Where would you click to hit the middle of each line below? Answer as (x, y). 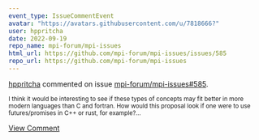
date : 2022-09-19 (38, 38)
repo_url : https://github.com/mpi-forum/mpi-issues (97, 62)
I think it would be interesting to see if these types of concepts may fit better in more (126, 99)
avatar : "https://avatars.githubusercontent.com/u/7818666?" (114, 23)
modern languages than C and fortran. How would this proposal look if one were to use (129, 106)
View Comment (34, 128)
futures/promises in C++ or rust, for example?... (75, 113)
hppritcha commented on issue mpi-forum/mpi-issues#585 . (108, 84)
